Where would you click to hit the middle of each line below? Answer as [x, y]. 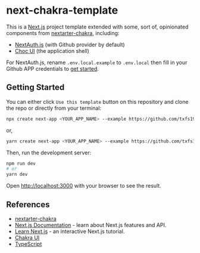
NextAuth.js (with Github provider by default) [70, 45]
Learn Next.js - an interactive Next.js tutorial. [70, 231]
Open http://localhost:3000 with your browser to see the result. [84, 186]
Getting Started [35, 88]
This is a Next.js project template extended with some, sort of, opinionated [97, 27]
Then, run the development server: [49, 153]
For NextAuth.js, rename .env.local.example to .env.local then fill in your [97, 62]
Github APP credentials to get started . [53, 68]
